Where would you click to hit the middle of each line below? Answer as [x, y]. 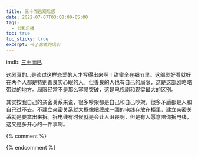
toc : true [18, 34]
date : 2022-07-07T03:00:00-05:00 [47, 17]
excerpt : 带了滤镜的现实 [33, 45]
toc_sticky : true [27, 39]
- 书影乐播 [23, 28]
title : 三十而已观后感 [31, 12]
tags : [13, 22]
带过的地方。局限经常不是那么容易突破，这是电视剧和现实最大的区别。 [91, 89]
